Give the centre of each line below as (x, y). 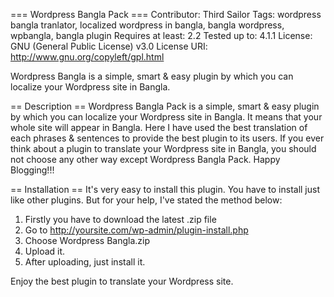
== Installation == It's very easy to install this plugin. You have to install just (165, 189)
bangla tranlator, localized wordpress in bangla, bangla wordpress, (147, 25)
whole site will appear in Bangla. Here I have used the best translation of (159, 127)
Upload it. (45, 251)
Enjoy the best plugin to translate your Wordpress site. (122, 281)
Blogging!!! (32, 170)
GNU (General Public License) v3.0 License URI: (109, 46)
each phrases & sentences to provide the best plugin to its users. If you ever (167, 138)
